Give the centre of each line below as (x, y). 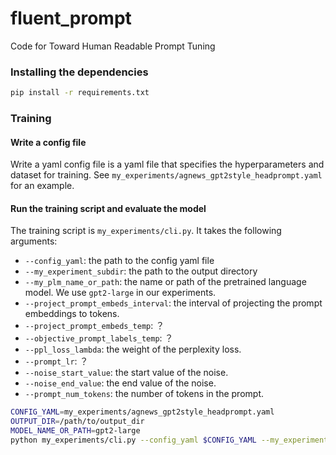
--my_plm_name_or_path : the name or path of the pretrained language (165, 282)
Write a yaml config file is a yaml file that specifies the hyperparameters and (167, 164)
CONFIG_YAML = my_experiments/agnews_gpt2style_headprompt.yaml (142, 412)
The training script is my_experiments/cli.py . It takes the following (146, 231)
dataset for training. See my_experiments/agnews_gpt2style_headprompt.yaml (166, 175)
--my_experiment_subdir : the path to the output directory (141, 271)
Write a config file (48, 142)
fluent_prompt (71, 18)
